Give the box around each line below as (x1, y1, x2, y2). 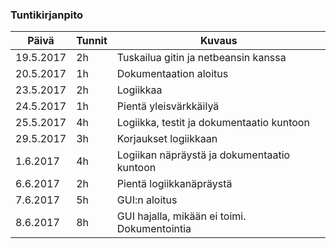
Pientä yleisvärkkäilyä (116, 99, 220, 113)
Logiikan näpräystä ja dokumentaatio (116, 148, 291, 162)
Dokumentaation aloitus (116, 67, 229, 81)
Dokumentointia (116, 222, 192, 236)
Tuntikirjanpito (10, 8, 84, 22)
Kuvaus (200, 34, 238, 48)
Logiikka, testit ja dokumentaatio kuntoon (116, 116, 310, 130)
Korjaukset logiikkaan (116, 132, 218, 146)
